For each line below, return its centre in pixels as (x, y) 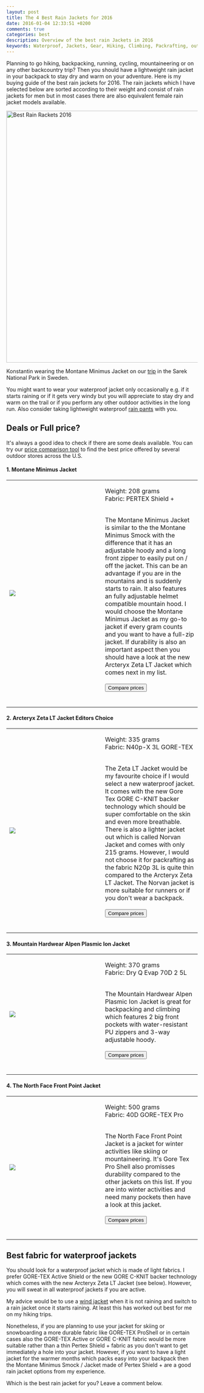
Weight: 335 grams (132, 739)
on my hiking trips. (29, 1314)
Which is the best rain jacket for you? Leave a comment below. (84, 1383)
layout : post (23, 12)
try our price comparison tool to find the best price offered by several (93, 449)
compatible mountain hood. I (146, 604)
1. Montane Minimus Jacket (42, 469)
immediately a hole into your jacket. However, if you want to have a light (96, 1352)
